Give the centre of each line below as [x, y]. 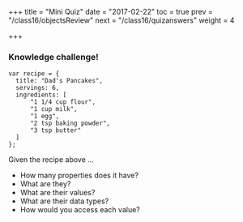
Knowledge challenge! [53, 57]
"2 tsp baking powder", [70, 124]
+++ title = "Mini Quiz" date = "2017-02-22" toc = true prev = [111, 12]
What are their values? [58, 193]
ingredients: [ [41, 95]
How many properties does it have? [79, 175]
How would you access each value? [80, 210]
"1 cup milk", [54, 109]
